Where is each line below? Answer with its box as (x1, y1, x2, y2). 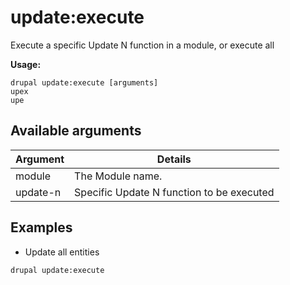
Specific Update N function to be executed (74, 185, 275, 199)
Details (156, 152, 192, 166)
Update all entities (24, 246, 100, 258)
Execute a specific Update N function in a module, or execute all (10, 39, 275, 51)
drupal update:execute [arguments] (10, 77, 159, 88)
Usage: (10, 58, 42, 70)
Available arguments (10, 122, 142, 140)
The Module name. (74, 169, 163, 183)
